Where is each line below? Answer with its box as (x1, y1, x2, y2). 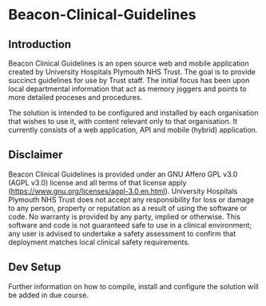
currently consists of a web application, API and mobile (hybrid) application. (8, 125, 258, 134)
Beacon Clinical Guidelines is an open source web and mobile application (8, 58, 249, 68)
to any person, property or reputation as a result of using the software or (8, 203, 248, 213)
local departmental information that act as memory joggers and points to (8, 84, 247, 93)
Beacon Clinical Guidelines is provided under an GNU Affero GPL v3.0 (8, 169, 238, 179)
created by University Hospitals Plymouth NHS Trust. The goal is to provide (8, 67, 256, 77)
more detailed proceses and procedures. (8, 93, 142, 101)
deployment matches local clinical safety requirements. (8, 237, 190, 247)
